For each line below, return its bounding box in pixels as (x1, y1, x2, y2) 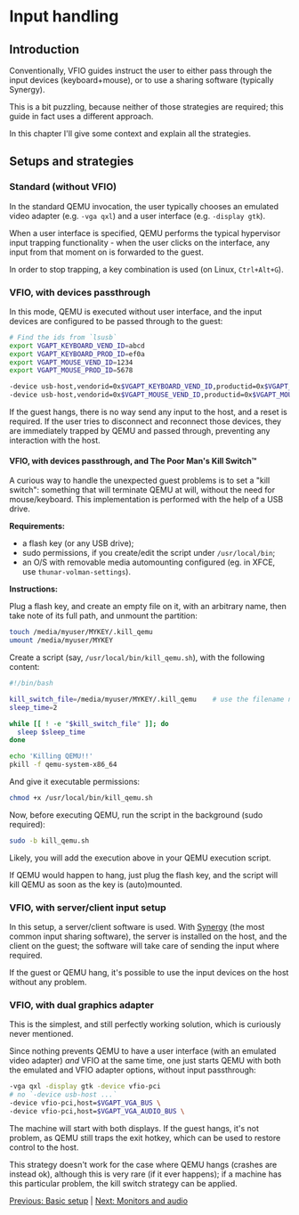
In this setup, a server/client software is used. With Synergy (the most (9, 922, 265, 933)
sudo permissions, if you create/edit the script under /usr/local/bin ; (21, 548, 276, 559)
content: (9, 662, 40, 673)
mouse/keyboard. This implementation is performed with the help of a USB (9, 494, 284, 505)
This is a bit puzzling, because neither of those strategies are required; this (9, 102, 284, 112)
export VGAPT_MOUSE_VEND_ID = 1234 (9, 358, 133, 367)
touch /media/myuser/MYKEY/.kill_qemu (9, 628, 153, 637)
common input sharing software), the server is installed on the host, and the (9, 931, 287, 942)
